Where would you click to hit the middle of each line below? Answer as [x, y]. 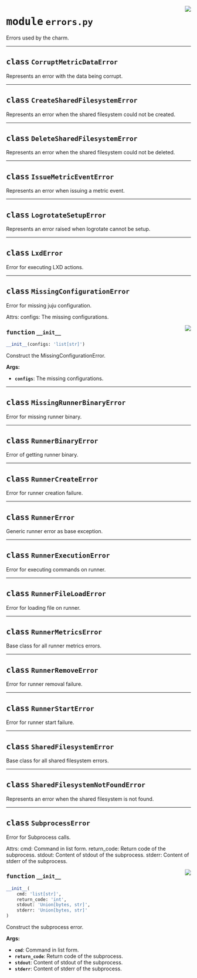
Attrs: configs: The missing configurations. [57, 317]
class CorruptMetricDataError [62, 62]
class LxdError [35, 253]
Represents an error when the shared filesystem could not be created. [91, 114]
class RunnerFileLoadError [56, 594]
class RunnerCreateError [52, 479]
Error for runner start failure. [40, 722]
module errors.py [50, 22]
